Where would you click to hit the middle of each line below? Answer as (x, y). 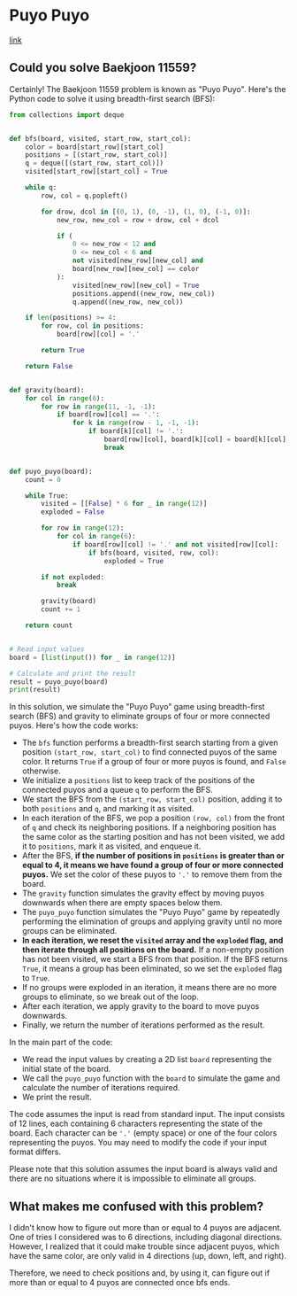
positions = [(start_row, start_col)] (96, 155)
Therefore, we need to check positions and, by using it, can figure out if (140, 1273)
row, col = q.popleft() (84, 196)
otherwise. (42, 771)
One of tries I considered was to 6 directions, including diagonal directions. (146, 1238)
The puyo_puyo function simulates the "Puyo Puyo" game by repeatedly (151, 912)
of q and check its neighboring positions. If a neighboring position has (149, 827)
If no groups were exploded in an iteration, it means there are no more (149, 988)
